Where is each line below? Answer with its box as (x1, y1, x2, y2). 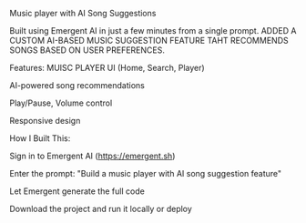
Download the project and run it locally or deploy (9, 204, 193, 214)
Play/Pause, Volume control (9, 97, 113, 108)
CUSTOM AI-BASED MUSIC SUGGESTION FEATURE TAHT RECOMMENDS (9, 35, 289, 46)
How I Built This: (9, 133, 71, 144)
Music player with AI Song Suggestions (9, 8, 157, 18)
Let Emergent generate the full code (9, 186, 146, 197)
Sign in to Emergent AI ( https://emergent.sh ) (9, 150, 176, 161)
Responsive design (9, 116, 81, 126)
